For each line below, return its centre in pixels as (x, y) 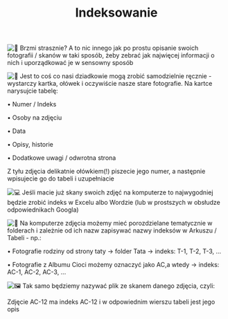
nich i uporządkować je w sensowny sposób (70, 63)
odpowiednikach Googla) (43, 210)
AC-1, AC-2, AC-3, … (37, 272)
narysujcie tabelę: (33, 91)
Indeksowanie (116, 13)
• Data (17, 131)
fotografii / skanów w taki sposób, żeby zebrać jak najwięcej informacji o (111, 55)
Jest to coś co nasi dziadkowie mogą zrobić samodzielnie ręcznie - (116, 76)
